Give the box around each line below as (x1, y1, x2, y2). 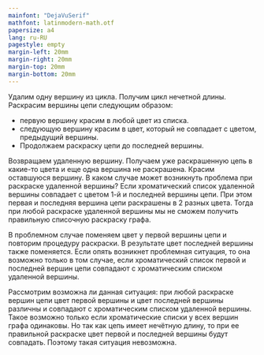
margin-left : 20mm (8, 48, 69, 56)
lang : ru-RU (8, 33, 47, 42)
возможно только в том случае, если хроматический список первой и (8, 255, 247, 264)
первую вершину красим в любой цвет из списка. (19, 115, 189, 125)
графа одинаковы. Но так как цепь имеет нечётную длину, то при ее (8, 320, 240, 330)
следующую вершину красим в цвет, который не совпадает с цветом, (19, 124, 257, 133)
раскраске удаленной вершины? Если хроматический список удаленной (8, 181, 255, 190)
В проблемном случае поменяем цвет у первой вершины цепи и (8, 230, 227, 239)
